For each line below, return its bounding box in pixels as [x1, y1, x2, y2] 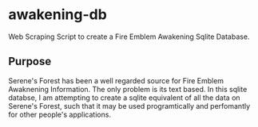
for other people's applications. [8, 110, 112, 119]
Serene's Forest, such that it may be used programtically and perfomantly [8, 101, 251, 110]
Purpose [8, 55, 52, 68]
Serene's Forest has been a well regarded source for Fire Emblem [8, 75, 224, 85]
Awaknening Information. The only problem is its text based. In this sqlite [8, 84, 248, 94]
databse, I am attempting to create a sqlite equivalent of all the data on [8, 93, 241, 102]
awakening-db [8, 6, 108, 24]
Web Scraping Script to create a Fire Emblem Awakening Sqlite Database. [8, 32, 250, 41]
